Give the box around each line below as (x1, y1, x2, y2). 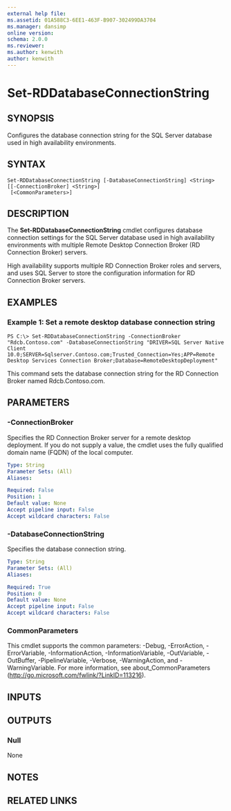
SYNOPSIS (7, 112, 55, 125)
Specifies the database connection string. (7, 545, 127, 553)
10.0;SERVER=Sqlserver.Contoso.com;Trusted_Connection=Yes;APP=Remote (7, 351, 215, 358)
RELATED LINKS (7, 795, 77, 807)
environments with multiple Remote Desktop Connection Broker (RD (7, 241, 201, 250)
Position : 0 (7, 590, 41, 597)
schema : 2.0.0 (7, 36, 48, 43)
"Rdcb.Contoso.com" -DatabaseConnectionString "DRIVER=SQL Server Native (7, 339, 225, 347)
